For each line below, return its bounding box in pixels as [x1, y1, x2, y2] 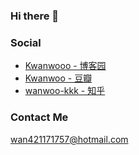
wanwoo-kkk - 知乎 [24, 85, 106, 97]
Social [10, 35, 42, 49]
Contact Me [10, 110, 69, 124]
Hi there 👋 [10, 9, 60, 23]
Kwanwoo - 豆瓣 [24, 72, 93, 84]
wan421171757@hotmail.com [10, 133, 129, 145]
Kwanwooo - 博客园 [24, 60, 107, 72]
